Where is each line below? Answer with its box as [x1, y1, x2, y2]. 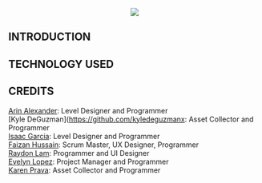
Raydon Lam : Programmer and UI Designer [8, 148, 150, 157]
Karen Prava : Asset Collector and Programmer [8, 165, 161, 175]
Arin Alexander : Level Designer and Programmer [8, 105, 168, 115]
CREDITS [8, 85, 54, 98]
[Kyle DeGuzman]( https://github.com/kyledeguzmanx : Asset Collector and [8, 114, 254, 124]
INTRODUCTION [8, 30, 91, 44]
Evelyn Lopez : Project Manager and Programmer [8, 157, 169, 166]
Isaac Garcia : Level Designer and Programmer [8, 131, 160, 141]
